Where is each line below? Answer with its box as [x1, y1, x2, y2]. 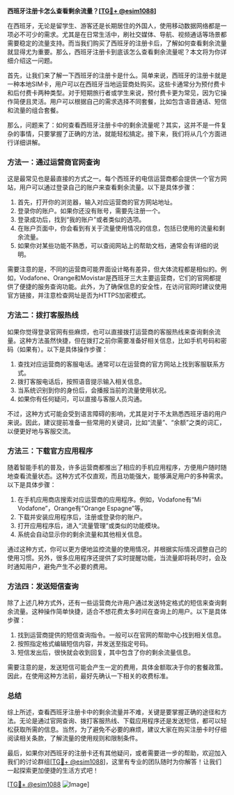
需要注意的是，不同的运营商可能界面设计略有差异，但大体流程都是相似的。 [7, 265, 221, 274]
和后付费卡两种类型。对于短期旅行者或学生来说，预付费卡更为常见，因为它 [7, 88, 221, 97]
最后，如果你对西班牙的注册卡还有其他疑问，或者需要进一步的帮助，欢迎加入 [7, 749, 227, 757]
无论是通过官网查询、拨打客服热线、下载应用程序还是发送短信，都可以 [19, 717, 221, 725]
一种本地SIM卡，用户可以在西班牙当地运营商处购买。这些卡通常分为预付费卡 [7, 80, 226, 88]
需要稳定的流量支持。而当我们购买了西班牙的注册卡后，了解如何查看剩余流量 [7, 39, 227, 47]
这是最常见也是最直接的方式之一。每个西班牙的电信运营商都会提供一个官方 [7, 174, 221, 183]
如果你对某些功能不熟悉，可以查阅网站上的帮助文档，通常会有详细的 [17, 242, 213, 250]
